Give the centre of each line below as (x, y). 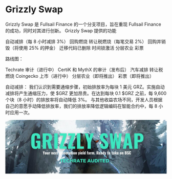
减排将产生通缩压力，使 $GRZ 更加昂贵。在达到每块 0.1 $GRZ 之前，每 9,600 (86, 93)
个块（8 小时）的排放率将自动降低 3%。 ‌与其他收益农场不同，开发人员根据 (84, 99)
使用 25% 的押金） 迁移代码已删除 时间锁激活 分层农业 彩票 (81, 48)
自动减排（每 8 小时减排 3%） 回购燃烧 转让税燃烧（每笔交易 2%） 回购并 (83, 41)
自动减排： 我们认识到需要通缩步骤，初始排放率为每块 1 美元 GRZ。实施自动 (85, 87)
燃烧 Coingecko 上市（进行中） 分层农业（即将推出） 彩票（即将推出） (80, 76)
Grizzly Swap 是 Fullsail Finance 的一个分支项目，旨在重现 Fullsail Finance (83, 24)
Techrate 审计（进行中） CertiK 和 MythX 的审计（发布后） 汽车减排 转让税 (84, 70)
